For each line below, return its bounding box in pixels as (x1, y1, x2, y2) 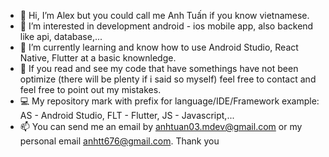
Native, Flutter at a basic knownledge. (19, 52, 177, 64)
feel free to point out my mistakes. (19, 84, 162, 95)
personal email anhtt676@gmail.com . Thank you (19, 135, 220, 147)
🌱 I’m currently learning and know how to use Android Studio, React (19, 41, 299, 53)
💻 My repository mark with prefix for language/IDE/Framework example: (19, 95, 320, 107)
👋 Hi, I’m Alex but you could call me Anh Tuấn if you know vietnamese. (19, 10, 310, 21)
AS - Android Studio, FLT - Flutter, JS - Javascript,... (19, 110, 235, 121)
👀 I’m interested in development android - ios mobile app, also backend (19, 20, 314, 32)
